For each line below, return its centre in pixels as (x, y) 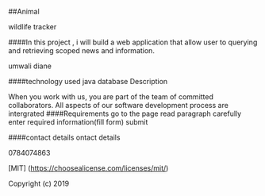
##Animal (24, 12)
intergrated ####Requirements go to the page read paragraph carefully (125, 113)
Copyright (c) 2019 (39, 183)
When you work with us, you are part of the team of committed (111, 97)
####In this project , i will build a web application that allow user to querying (133, 42)
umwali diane (30, 66)
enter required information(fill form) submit (78, 122)
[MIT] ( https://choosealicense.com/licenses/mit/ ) (88, 168)
